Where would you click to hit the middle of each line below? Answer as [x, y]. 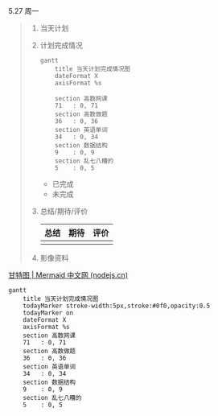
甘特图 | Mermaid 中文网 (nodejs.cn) [68, 275]
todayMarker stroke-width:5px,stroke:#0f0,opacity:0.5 [117, 306]
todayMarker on [48, 313]
